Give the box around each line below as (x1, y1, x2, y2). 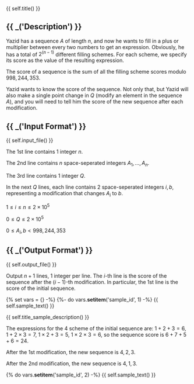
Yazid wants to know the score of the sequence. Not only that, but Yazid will (6, 86, 189, 93)
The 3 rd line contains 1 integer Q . (6, 172, 86, 179)
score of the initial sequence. (6, 285, 76, 292)
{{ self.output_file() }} (6, 261, 57, 268)
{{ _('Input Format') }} (6, 121, 86, 131)
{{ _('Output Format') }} (6, 245, 93, 255)
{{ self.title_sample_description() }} (6, 313, 89, 320)
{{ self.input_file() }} (6, 137, 54, 144)
